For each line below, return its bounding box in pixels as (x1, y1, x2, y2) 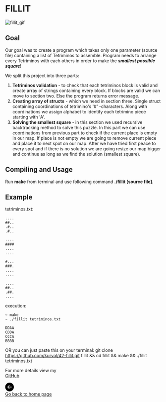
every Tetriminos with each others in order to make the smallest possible (5, 58, 155, 64)
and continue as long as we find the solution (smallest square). (12, 151, 141, 157)
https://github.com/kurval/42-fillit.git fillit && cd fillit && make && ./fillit (5, 353, 147, 359)
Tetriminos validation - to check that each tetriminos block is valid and (12, 82, 158, 88)
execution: (5, 303, 27, 309)
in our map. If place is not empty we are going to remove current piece (12, 135, 157, 141)
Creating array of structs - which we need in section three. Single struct (12, 98, 161, 104)
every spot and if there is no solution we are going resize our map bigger (12, 145, 161, 152)
